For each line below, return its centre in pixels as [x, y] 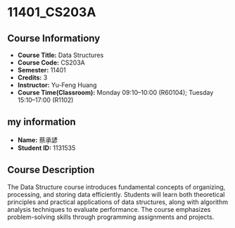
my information [42, 122]
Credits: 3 [32, 77]
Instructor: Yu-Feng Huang [57, 85]
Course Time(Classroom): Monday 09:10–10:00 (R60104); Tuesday [115, 93]
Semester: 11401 [42, 70]
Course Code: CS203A [51, 63]
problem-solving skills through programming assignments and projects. [111, 217]
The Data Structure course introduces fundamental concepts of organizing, [116, 186]
